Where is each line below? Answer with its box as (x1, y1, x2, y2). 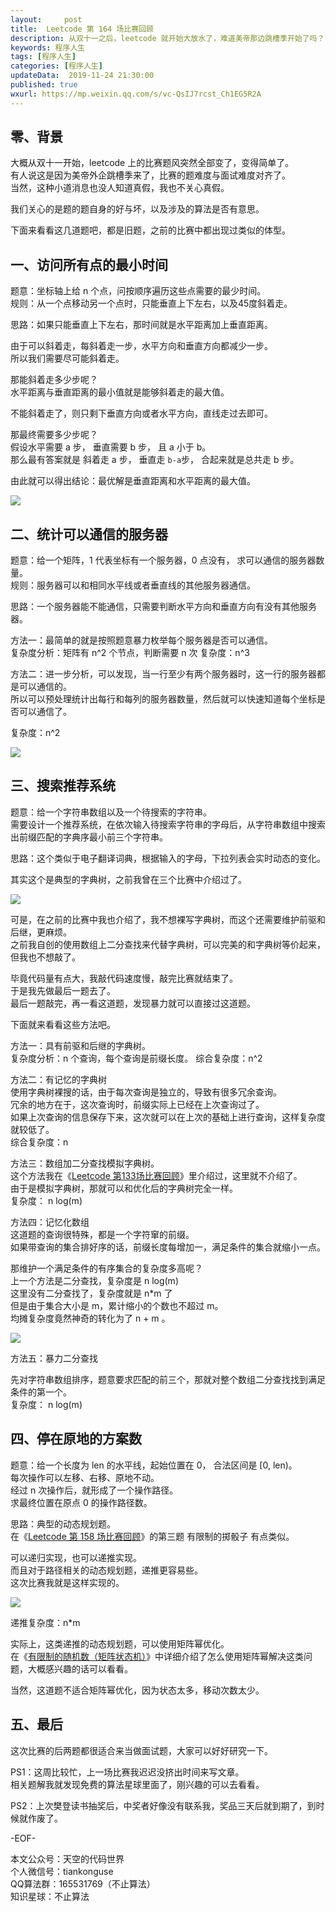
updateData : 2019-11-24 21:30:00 (10, 71, 155, 81)
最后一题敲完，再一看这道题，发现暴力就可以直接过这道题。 (10, 997, 256, 1009)
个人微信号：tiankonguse (10, 1865, 114, 1877)
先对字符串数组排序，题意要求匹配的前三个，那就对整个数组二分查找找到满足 (10, 1373, 326, 1385)
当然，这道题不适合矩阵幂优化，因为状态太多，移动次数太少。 (10, 1684, 265, 1696)
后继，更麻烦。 (10, 926, 72, 938)
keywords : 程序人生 (10, 42, 86, 53)
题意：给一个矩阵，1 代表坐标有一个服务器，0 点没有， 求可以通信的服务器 (10, 554, 317, 566)
